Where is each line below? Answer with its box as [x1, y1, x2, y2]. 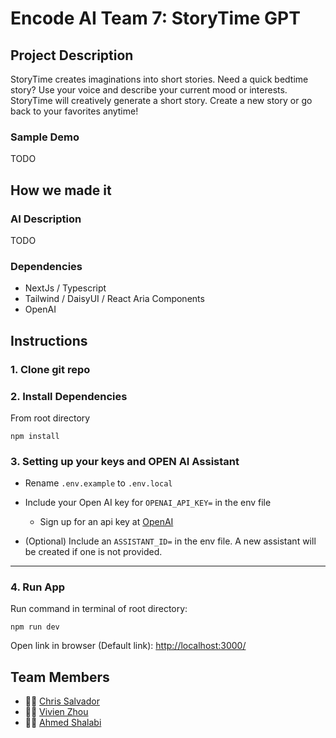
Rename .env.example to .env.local [24, 477, 173, 489]
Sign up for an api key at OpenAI [39, 516, 174, 528]
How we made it [10, 182, 112, 199]
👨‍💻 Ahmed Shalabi [24, 717, 102, 729]
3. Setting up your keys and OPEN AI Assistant [10, 454, 240, 468]
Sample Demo [10, 130, 80, 144]
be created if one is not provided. [24, 546, 163, 558]
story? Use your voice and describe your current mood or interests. [10, 84, 288, 96]
